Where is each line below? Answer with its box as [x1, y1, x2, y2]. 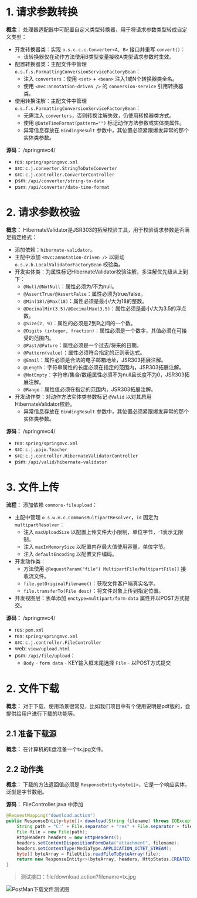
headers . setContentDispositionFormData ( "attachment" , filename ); [16, 840, 180, 846]
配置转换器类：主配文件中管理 [14, 60, 87, 68]
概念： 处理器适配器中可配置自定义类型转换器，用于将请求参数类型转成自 [6, 26, 182, 33]
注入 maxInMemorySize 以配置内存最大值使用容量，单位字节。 [23, 543, 169, 550]
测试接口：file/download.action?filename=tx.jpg [20, 873, 137, 880]
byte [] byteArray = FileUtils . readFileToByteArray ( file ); [16, 851, 161, 857]
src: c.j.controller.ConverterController [14, 171, 115, 178]
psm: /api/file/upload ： [14, 652, 76, 659]
